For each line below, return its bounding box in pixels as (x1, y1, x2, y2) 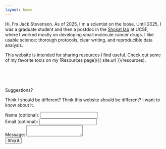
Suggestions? (5, 87, 33, 93)
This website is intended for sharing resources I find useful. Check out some (5, 52, 161, 58)
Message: (5, 132, 26, 138)
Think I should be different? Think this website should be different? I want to (5, 97, 160, 103)
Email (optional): (5, 118, 39, 125)
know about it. (5, 102, 35, 108)
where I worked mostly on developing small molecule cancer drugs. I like (5, 31, 154, 37)
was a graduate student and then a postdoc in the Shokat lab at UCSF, (5, 26, 149, 32)
